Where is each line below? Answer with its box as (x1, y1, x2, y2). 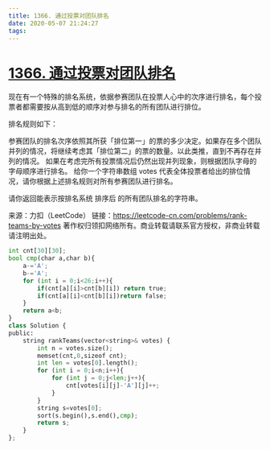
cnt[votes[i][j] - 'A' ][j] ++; (65, 381, 160, 390)
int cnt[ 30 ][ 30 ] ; (8, 247, 67, 255)
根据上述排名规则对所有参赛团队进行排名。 (35, 176, 178, 186)
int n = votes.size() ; (37, 344, 113, 352)
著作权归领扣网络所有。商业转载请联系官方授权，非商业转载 (63, 220, 260, 230)
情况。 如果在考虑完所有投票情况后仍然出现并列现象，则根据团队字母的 (22, 156, 257, 166)
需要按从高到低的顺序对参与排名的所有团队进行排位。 (29, 102, 206, 112)
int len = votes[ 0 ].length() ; (37, 359, 138, 367)
